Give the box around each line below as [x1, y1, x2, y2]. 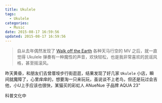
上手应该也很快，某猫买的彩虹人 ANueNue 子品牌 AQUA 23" [21, 82, 141, 88]
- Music [9, 25, 25, 30]
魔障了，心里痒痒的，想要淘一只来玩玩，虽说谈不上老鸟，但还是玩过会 [13, 76, 153, 82]
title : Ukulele [5, 7, 36, 12]
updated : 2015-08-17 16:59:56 [5, 34, 66, 39]
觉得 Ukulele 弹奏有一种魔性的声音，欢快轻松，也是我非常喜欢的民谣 [16, 54, 153, 59]
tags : [5, 12, 16, 16]
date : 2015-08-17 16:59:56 [5, 29, 59, 34]
